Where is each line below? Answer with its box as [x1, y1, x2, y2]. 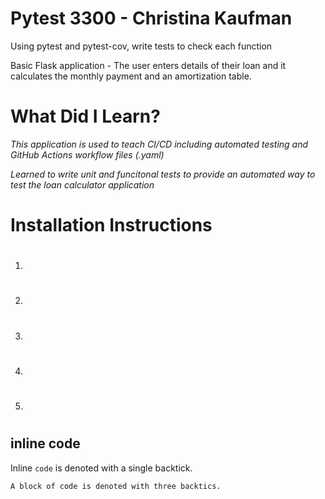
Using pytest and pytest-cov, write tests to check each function [10, 40, 273, 52]
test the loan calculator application [10, 178, 155, 191]
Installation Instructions [10, 214, 213, 237]
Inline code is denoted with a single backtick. [10, 462, 193, 474]
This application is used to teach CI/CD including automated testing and [10, 138, 309, 150]
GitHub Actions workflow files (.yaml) [10, 148, 165, 161]
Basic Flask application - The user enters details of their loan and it [10, 59, 287, 71]
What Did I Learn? [10, 105, 161, 128]
